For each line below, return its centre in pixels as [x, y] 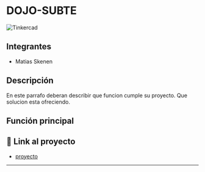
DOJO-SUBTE [42, 11]
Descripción [30, 81]
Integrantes [29, 47]
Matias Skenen [34, 61]
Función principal [40, 120]
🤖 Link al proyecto [41, 142]
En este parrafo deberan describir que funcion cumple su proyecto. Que [97, 95]
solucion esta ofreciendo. [38, 102]
